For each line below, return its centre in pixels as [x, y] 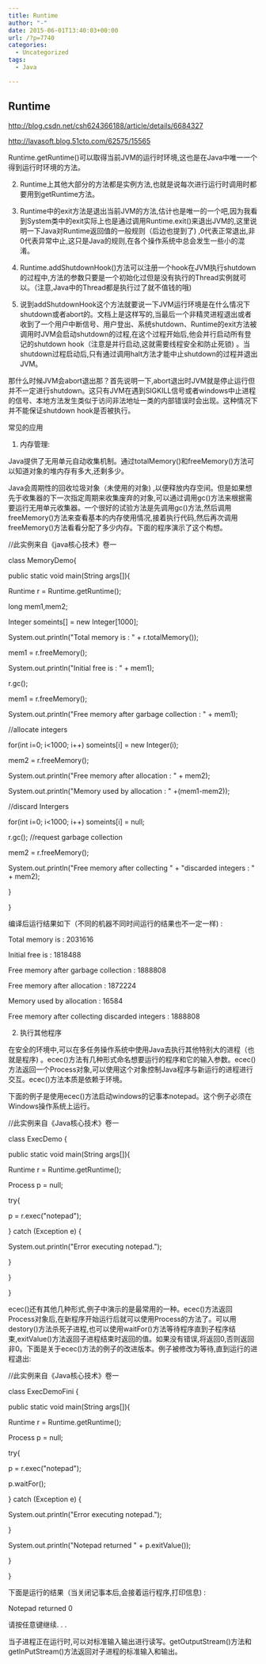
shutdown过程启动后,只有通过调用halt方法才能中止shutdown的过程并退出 [139, 353]
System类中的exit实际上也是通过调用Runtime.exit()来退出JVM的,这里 [139, 221]
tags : [17, 60]
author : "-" [28, 23]
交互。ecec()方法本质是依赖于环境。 [67, 1079]
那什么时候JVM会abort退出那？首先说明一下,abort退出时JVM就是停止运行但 [132, 380]
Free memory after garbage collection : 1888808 [87, 970]
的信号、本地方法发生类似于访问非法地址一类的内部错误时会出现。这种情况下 [133, 400]
